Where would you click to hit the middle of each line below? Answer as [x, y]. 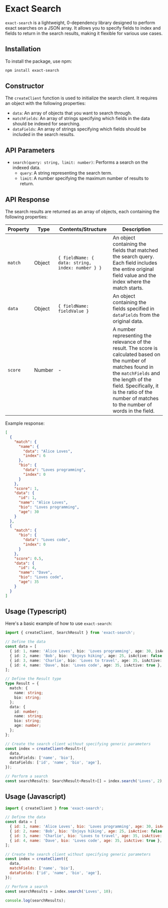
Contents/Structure [83, 229]
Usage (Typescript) [36, 611]
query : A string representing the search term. [66, 173]
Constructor [24, 86]
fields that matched [135, 250]
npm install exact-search [32, 70]
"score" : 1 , [26, 488]
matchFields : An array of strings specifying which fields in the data [81, 118]
